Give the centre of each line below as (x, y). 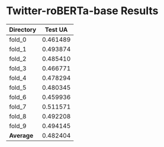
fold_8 (18, 116)
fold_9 (18, 126)
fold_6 (18, 97)
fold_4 (18, 78)
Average (21, 135)
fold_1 (18, 49)
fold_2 (18, 58)
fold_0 (18, 40)
